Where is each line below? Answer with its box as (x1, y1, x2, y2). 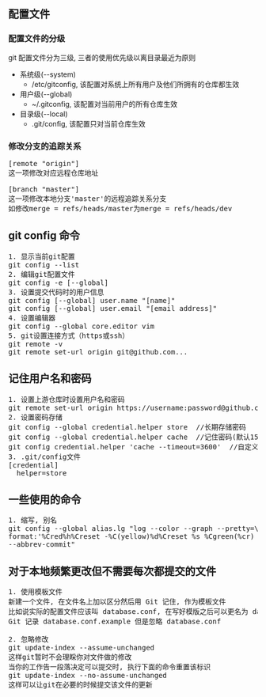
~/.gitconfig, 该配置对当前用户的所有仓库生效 (31, 99, 178, 108)
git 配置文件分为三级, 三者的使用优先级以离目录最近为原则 (8, 52, 196, 62)
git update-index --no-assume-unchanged (8, 671, 168, 680)
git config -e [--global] (8, 278, 109, 287)
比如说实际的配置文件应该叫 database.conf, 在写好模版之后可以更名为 (8, 608, 249, 616)
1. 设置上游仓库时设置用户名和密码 (8, 395, 125, 403)
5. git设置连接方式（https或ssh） (8, 331, 130, 340)
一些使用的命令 (8, 493, 82, 506)
